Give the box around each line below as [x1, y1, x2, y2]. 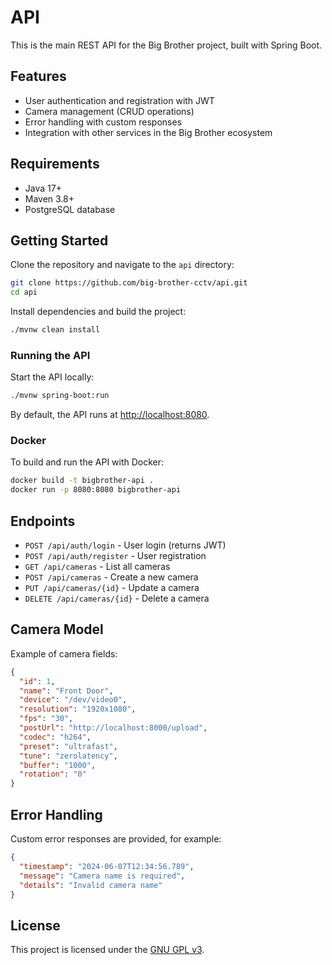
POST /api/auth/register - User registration [24, 550, 207, 562]
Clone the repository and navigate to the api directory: [10, 259, 235, 271]
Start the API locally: [10, 371, 95, 383]
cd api [10, 287, 38, 298]
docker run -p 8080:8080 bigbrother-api [10, 485, 182, 495]
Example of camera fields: [10, 647, 118, 660]
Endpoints [10, 512, 76, 530]
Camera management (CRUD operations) [24, 105, 195, 117]
